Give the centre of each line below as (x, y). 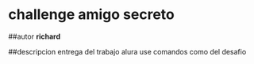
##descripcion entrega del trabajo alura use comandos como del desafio (127, 51)
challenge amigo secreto (91, 15)
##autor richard (35, 36)
